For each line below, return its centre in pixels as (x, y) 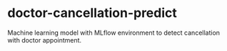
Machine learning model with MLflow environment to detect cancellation (113, 33)
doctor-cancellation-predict (92, 13)
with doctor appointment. (45, 40)
